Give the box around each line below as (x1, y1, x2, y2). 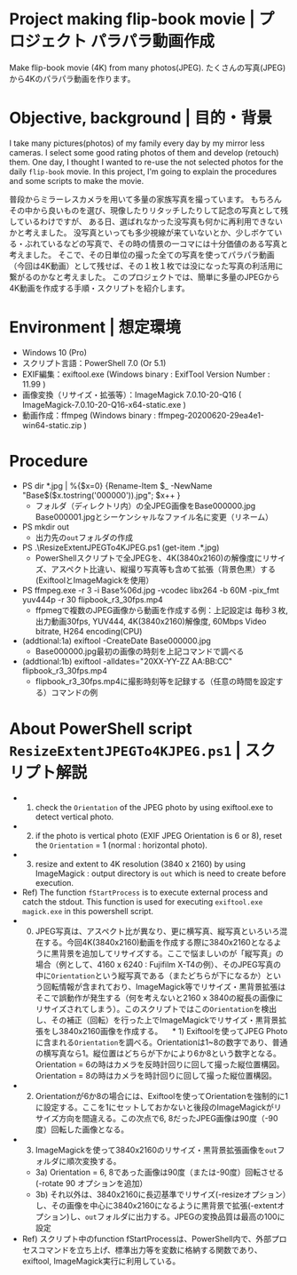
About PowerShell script (9, 718, 192, 738)
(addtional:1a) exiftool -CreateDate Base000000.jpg (21, 635, 211, 646)
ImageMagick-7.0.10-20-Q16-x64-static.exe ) (21, 399, 186, 410)
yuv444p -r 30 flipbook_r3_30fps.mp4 (21, 594, 164, 605)
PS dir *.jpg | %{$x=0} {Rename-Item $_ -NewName (21, 480, 213, 490)
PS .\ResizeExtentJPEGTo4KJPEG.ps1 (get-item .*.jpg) (21, 542, 220, 553)
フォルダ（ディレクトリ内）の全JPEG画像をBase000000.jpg (35, 500, 256, 511)
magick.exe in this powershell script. (21, 905, 153, 916)
